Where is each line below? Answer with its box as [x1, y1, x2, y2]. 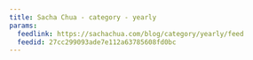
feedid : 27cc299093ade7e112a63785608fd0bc [17, 37, 177, 47]
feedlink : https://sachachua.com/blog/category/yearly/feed [17, 29, 244, 38]
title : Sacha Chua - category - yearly [9, 12, 157, 22]
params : [9, 21, 38, 30]
